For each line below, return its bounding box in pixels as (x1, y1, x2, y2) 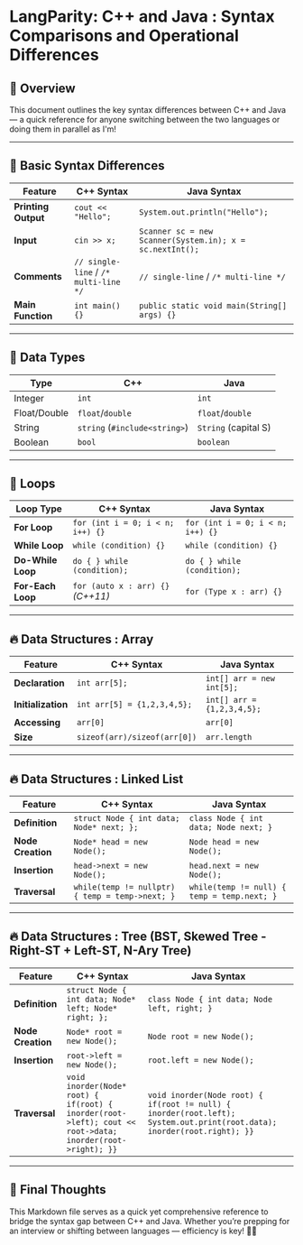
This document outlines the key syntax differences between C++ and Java (9, 105, 287, 115)
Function (14, 309, 53, 322)
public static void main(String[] (139, 300, 287, 310)
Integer (14, 392, 45, 404)
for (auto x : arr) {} (72, 581, 170, 592)
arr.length (206, 733, 252, 742)
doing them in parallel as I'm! (9, 124, 117, 134)
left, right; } (147, 1003, 213, 1013)
